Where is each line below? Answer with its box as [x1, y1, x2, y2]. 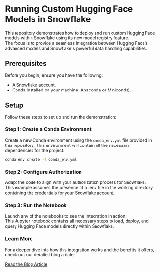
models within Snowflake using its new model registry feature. [5, 35, 129, 41]
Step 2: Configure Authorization [5, 168, 82, 175]
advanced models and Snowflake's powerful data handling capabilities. [5, 45, 147, 51]
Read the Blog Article [5, 261, 48, 267]
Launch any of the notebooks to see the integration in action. [5, 213, 127, 219]
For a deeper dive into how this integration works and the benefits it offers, [5, 247, 154, 253]
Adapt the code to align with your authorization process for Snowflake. [5, 180, 146, 185]
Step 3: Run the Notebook [5, 202, 67, 209]
